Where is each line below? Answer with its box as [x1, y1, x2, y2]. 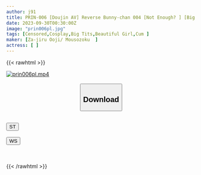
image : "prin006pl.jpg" [6, 25, 66, 32]
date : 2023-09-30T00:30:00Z [6, 20, 77, 26]
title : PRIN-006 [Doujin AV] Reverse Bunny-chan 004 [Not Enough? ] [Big [6, 14, 196, 20]
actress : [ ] [6, 43, 39, 49]
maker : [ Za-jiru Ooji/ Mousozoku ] [6, 37, 98, 43]
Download [83, 94, 119, 104]
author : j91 [6, 8, 36, 15]
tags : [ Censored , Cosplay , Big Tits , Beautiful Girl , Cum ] [6, 31, 149, 37]
